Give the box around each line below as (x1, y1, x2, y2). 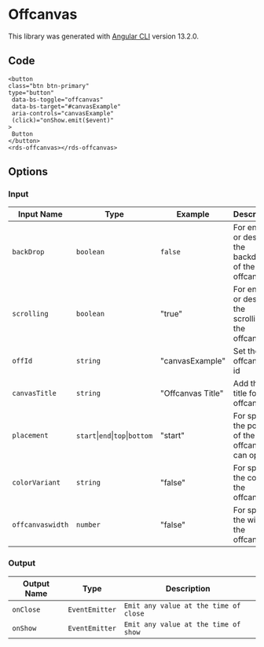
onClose (12, 605, 41, 614)
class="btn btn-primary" (8, 82, 90, 90)
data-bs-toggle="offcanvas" (11, 96, 104, 104)
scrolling (12, 309, 49, 319)
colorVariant (12, 478, 61, 488)
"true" (159, 309, 183, 320)
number (75, 521, 101, 529)
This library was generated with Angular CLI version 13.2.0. (8, 31, 199, 41)
